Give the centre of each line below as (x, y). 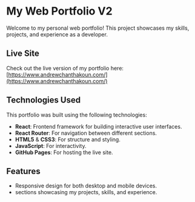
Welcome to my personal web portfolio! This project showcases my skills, (98, 28)
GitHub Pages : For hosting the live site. (64, 152)
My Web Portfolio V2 (60, 11)
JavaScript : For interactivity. (51, 146)
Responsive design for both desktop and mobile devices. (86, 186)
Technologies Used (43, 100)
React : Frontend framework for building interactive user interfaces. (98, 126)
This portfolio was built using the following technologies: (77, 115)
